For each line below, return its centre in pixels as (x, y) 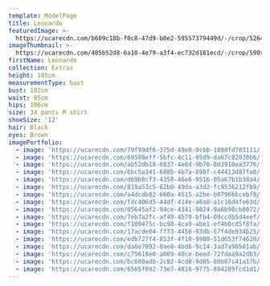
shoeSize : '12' (34, 120)
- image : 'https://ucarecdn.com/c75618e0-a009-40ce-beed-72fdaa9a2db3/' (140, 254)
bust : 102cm (28, 90)
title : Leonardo (35, 23)
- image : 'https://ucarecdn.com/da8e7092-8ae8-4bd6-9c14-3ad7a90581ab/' (140, 247)
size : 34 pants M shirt (48, 113)
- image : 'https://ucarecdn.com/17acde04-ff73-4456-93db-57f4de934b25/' (140, 232)
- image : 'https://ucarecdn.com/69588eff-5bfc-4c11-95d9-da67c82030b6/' (140, 157)
